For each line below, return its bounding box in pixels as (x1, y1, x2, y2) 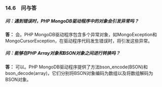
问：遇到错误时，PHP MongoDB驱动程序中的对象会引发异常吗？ (5, 18, 139, 24)
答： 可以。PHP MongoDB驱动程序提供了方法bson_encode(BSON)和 (5, 64, 148, 70)
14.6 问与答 (5, 4, 37, 11)
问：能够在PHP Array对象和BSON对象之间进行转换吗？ (5, 50, 120, 56)
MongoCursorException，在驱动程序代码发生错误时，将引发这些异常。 (5, 38, 153, 44)
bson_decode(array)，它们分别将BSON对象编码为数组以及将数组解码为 (5, 70, 153, 76)
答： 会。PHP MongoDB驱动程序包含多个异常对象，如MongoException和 (5, 31, 157, 37)
